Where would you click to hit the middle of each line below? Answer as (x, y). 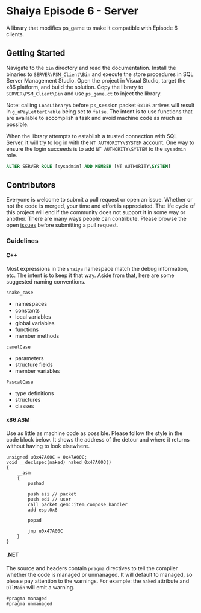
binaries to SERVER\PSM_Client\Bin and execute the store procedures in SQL (100, 74)
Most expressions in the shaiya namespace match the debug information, (97, 268)
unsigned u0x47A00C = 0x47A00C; (47, 457)
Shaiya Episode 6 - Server (72, 11)
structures (28, 399)
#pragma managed (26, 599)
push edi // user (49, 499)
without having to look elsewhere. (48, 446)
